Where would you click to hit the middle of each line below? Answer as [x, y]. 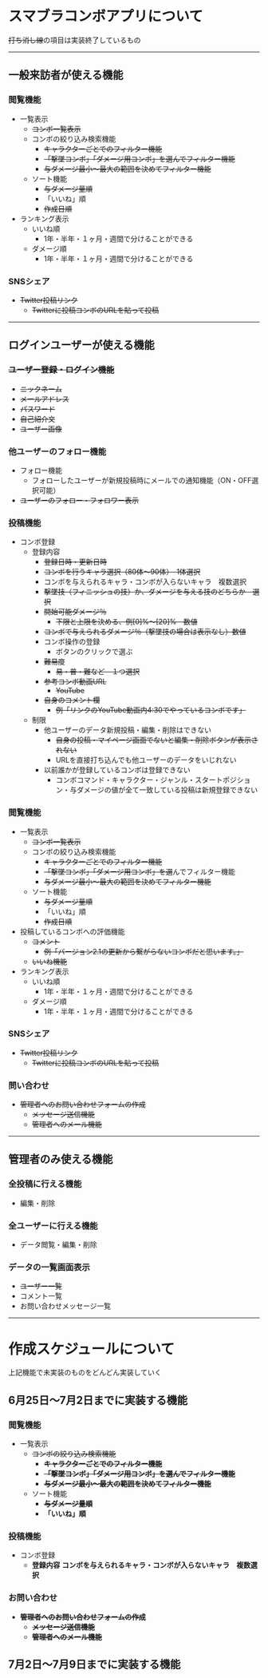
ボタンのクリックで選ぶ [94, 652]
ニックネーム [41, 389]
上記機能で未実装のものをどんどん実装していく [85, 1373]
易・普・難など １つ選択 [98, 672]
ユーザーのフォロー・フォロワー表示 [79, 500]
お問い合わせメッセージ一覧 [65, 1306]
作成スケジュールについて [92, 1349]
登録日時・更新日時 [75, 562]
